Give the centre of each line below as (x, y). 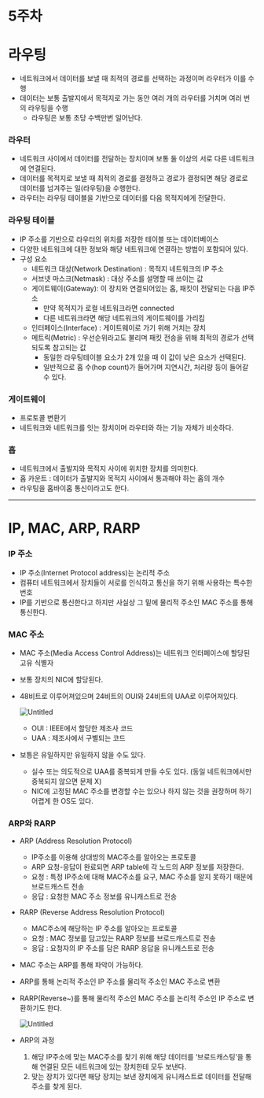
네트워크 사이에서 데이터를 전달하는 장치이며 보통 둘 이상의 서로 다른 (123, 159)
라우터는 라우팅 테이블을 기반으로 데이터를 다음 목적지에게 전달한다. (122, 198)
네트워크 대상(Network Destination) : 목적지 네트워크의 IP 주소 (127, 268)
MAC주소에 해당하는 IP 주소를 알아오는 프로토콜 (104, 929)
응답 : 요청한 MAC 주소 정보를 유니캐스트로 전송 (104, 897)
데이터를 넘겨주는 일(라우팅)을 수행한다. (80, 188)
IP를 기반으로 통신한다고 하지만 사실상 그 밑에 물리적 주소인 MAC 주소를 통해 (136, 602)
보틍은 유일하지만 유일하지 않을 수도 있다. (82, 755)
